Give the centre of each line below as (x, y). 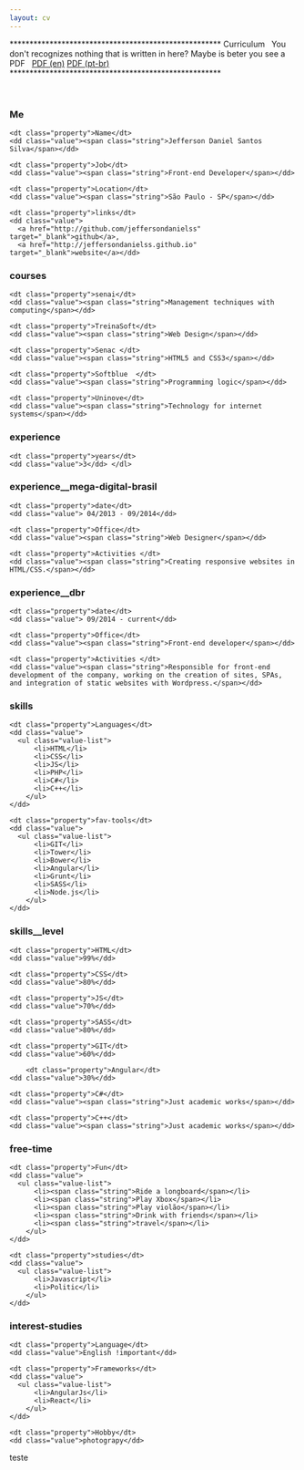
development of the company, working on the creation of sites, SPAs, (146, 676)
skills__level (36, 931)
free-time (31, 1148)
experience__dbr (47, 592)
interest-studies (46, 1326)
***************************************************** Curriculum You (148, 44)
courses (28, 275)
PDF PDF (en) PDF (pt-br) (60, 63)
